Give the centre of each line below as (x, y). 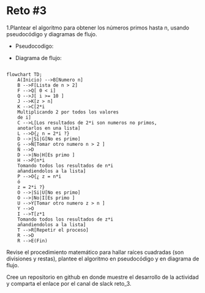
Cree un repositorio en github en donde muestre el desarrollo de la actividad (102, 277)
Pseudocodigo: (34, 46)
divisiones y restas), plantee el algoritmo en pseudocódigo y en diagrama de (103, 259)
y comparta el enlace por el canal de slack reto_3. (69, 283)
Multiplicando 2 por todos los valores (68, 112)
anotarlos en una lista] (49, 128)
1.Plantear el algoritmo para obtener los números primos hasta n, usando (98, 28)
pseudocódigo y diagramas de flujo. (52, 34)
